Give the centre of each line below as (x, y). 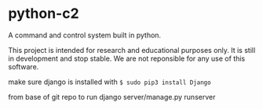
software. (24, 66)
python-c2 (44, 14)
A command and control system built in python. (85, 35)
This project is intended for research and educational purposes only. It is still (132, 50)
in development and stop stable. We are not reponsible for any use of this (127, 58)
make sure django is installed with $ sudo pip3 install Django (110, 82)
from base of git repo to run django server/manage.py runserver (112, 97)
